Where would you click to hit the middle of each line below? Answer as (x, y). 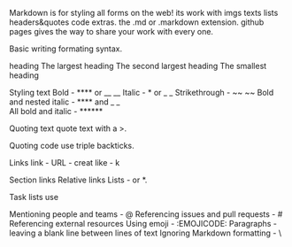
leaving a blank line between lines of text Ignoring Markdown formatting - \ (146, 233)
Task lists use (34, 197)
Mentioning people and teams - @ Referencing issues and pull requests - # (146, 214)
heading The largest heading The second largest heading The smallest (138, 66)
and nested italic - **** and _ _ (65, 102)
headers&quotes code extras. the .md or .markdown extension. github (137, 22)
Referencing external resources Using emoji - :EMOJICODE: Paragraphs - (143, 224)
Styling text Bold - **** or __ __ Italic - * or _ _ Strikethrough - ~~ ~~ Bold (142, 93)
